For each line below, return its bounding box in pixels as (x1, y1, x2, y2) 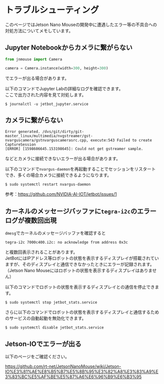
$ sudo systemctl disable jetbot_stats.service (5, 325, 104, 330)
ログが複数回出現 (5, 216, 57, 225)
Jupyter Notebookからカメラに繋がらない (5, 44, 133, 52)
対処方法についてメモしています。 (5, 27, 73, 33)
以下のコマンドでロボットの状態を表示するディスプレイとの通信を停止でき (5, 284, 155, 290)
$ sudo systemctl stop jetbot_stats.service (5, 300, 97, 305)
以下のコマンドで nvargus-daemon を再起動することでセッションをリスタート (5, 166, 156, 172)
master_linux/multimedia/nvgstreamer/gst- (5, 133, 93, 139)
